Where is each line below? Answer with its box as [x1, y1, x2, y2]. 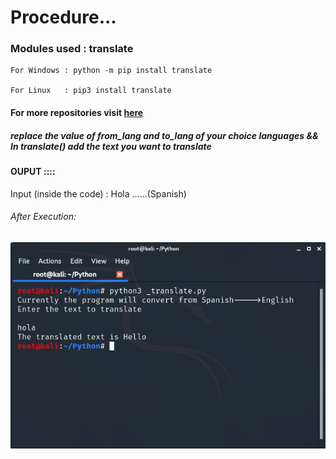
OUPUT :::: [10, 166, 56, 178]
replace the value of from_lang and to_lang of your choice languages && [10, 129, 319, 141]
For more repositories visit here [10, 107, 144, 119]
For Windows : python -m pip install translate [10, 66, 213, 76]
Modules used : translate [10, 42, 134, 56]
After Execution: [10, 211, 77, 223]
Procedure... [10, 6, 117, 29]
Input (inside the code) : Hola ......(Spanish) [10, 187, 187, 200]
